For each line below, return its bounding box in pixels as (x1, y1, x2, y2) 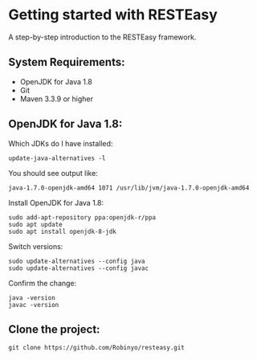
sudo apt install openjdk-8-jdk (8, 227, 116, 235)
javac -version (8, 301, 59, 309)
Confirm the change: (8, 278, 77, 288)
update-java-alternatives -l (8, 154, 106, 162)
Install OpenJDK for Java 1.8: (8, 198, 104, 207)
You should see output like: (8, 168, 98, 178)
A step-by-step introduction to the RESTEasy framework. (8, 32, 197, 42)
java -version (8, 293, 56, 302)
